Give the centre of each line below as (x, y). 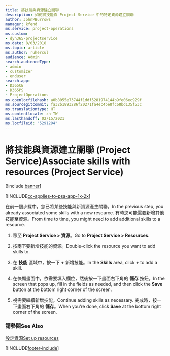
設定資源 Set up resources (32, 338)
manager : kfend (21, 24)
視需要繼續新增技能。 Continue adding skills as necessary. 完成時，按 (85, 300)
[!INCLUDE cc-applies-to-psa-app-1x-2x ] (48, 196)
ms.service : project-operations (39, 29)
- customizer (19, 72)
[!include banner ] (23, 186)
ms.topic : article (25, 48)
